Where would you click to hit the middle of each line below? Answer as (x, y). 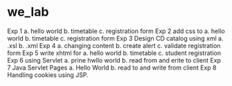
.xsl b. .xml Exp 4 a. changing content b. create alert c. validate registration (114, 45)
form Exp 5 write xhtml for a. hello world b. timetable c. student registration (114, 53)
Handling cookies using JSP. (48, 75)
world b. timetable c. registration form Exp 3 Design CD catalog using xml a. (115, 38)
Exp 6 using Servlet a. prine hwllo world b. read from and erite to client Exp (114, 60)
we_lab (28, 12)
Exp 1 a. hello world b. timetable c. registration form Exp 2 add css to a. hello (116, 31)
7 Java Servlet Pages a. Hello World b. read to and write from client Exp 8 (112, 67)
